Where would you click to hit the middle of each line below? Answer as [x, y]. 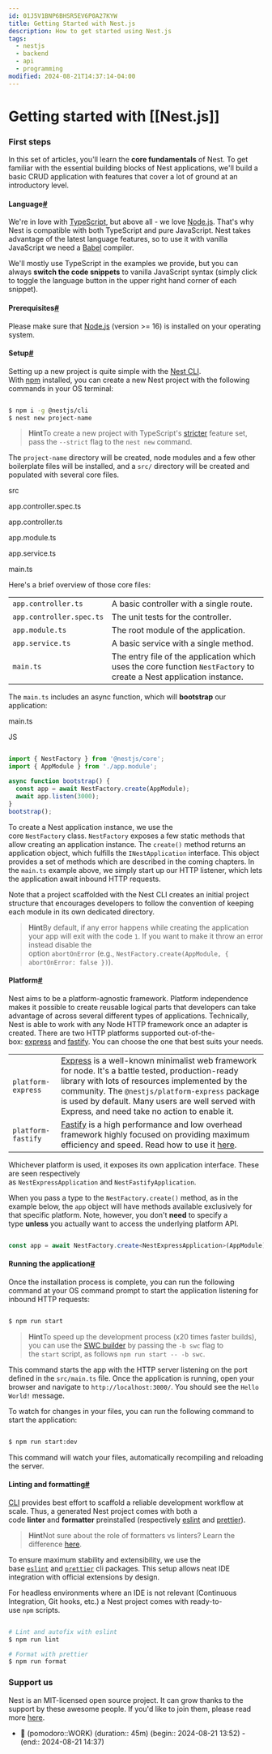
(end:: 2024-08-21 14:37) [62, 1742]
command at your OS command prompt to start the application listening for [134, 1290]
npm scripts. [41, 1610]
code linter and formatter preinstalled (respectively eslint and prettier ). [127, 1520]
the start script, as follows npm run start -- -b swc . [117, 1354]
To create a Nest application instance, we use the [91, 827]
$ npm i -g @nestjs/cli [49, 411]
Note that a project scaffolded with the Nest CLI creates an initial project [129, 894]
